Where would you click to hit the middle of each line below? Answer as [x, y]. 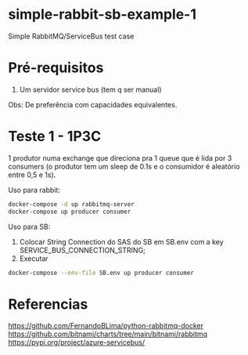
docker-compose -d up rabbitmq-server [71, 204]
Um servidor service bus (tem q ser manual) [90, 89]
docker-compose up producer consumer [70, 212]
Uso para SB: [29, 226]
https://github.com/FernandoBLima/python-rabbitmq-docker [106, 326]
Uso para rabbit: [34, 190]
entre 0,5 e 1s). [32, 175]
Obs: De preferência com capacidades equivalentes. [93, 104]
